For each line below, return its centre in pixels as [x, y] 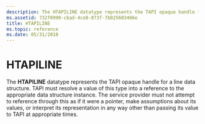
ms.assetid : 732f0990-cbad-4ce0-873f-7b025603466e [72, 18]
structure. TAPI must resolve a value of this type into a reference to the [95, 89]
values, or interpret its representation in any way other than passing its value [103, 108]
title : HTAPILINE [28, 23]
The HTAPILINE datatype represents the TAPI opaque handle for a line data [101, 82]
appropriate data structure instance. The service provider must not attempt [101, 95]
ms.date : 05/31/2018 [33, 35]
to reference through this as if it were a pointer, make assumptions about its [101, 101]
